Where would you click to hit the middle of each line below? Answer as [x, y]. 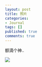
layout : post [18, 9]
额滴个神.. [15, 50]
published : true [21, 32]
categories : [17, 18]
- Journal [15, 23]
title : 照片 [16, 14]
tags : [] [14, 27]
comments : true [20, 36]
